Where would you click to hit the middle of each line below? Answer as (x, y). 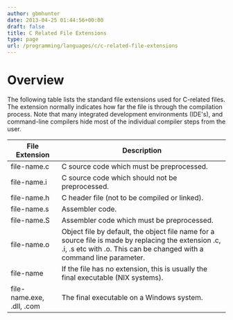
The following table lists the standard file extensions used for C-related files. (116, 99)
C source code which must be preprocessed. (135, 166)
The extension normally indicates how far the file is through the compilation (115, 107)
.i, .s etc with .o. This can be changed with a (132, 249)
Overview (36, 80)
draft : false (26, 26)
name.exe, (28, 297)
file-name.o (30, 244)
